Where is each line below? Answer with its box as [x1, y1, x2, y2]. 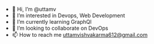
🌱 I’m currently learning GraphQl [11, 18, 92, 25]
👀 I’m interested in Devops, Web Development [11, 12, 125, 19]
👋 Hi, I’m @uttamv [11, 6, 56, 12]
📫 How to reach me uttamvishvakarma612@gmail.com [11, 32, 148, 38]
